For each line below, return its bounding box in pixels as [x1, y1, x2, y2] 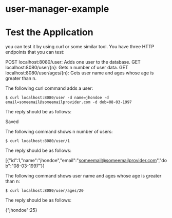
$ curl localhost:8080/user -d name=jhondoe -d [5, 95, 109, 101]
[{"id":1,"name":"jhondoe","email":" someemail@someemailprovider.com [5, 157, 157, 164]
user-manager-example [5, 3, 109, 15]
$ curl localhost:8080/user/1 [5, 138, 70, 144]
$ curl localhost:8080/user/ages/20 [5, 188, 84, 193]
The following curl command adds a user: [5, 85, 93, 91]
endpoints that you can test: [5, 49, 65, 55]
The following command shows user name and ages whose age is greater [5, 173, 162, 179]
